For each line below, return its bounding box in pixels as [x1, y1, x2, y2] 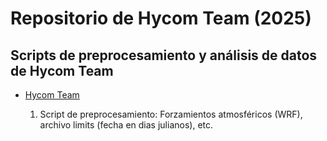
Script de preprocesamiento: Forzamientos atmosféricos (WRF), [39, 108, 303, 120]
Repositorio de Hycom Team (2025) [10, 7, 312, 30]
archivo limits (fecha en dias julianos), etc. [39, 119, 214, 131]
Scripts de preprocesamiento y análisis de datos [10, 47, 318, 64]
